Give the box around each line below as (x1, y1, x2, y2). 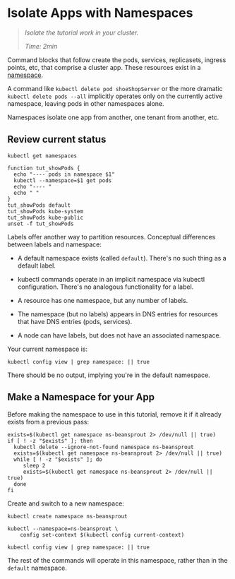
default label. (17, 261, 56, 270)
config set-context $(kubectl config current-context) (20, 531, 185, 538)
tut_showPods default (7, 201, 71, 209)
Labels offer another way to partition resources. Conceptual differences (7, 232, 216, 241)
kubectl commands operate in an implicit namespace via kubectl (17, 275, 205, 283)
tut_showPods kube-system (7, 208, 83, 215)
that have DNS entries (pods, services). (17, 317, 133, 326)
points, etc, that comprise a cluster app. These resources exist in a (7, 63, 201, 71)
